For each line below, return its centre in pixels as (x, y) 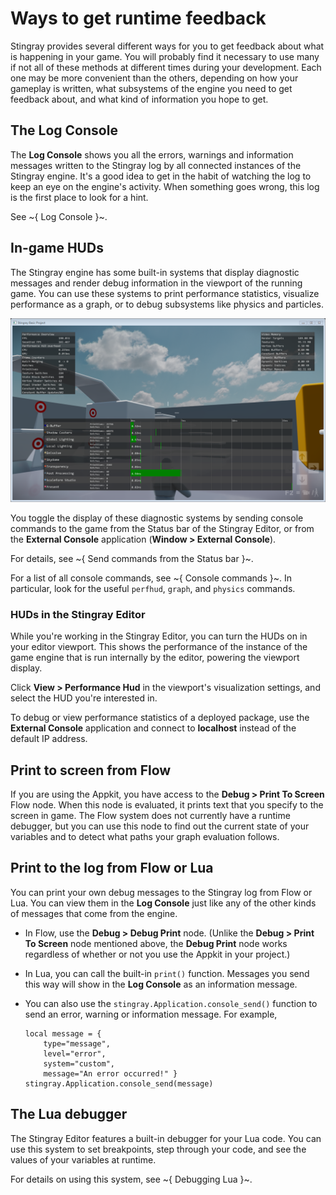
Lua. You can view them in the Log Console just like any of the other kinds (163, 903)
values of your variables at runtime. (83, 1159)
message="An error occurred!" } (110, 1073)
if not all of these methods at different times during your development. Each (166, 67)
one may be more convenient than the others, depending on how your (154, 78)
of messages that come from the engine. (94, 913)
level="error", (75, 1053)
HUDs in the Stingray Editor (78, 614)
